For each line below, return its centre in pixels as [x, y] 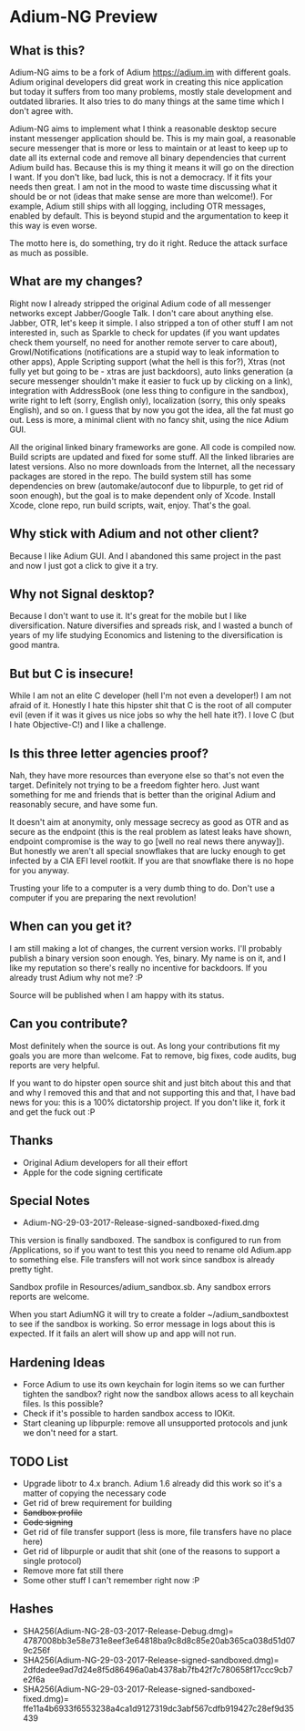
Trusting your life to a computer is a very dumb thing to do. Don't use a [142, 888]
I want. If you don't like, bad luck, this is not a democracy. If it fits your [141, 177]
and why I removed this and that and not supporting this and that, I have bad [152, 1092]
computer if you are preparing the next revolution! [103, 898]
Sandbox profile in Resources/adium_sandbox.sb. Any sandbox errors [140, 1287]
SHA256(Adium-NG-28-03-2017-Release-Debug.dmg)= [128, 1631]
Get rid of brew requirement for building [97, 1502]
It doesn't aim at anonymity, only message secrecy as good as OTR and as [149, 822]
